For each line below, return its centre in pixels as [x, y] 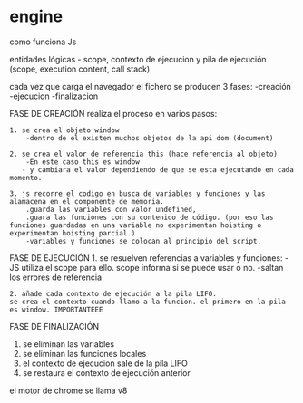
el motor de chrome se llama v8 [68, 390]
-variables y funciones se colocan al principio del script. [143, 241]
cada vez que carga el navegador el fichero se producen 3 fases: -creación [151, 86]
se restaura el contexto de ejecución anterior [106, 372]
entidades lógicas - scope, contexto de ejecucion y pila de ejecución [138, 59]
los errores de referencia [56, 277]
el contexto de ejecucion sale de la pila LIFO [105, 363]
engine [36, 17]
